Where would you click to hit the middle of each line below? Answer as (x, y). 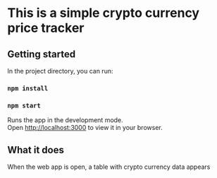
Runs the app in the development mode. (65, 120)
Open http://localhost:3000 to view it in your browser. (85, 128)
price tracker (46, 28)
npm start (24, 105)
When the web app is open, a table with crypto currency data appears (109, 167)
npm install (28, 88)
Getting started (42, 54)
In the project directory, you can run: (60, 71)
